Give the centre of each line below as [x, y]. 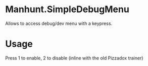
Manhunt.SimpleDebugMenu [67, 9]
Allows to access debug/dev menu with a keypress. [59, 23]
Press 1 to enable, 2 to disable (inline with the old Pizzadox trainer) [74, 58]
